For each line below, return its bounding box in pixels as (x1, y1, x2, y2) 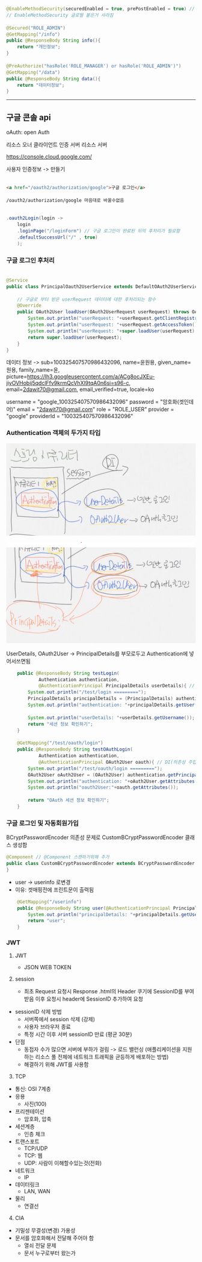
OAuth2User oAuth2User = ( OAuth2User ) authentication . (28, 772, 168, 778)
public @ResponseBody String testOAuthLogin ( (17, 746, 133, 752)
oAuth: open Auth (6, 129, 50, 136)
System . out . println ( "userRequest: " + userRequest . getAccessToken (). (28, 322, 200, 328)
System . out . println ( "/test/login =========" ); (28, 689, 147, 695)
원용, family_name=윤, (6, 366, 60, 373)
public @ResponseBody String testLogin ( (17, 670, 120, 676)
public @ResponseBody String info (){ (6, 37, 101, 44)
